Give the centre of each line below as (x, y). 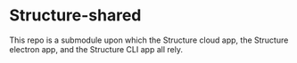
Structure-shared (75, 16)
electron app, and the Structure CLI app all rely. (96, 49)
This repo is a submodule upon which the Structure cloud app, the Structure (149, 40)
